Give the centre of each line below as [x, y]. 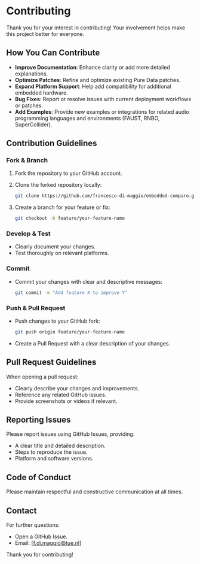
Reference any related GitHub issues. [61, 395]
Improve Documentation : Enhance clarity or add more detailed [92, 67]
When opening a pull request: [42, 377]
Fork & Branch [27, 160]
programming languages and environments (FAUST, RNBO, [87, 118]
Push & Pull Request [36, 308]
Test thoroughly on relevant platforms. [62, 253]
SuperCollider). [33, 125]
